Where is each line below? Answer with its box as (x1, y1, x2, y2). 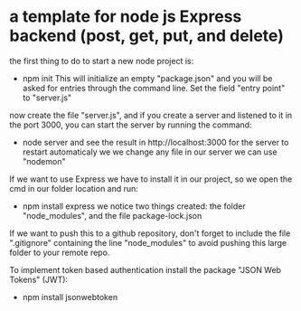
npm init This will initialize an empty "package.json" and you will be (22, 72, 273, 83)
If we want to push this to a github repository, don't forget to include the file (9, 228, 291, 239)
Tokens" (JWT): (9, 274, 69, 285)
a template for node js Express (9, 6, 242, 27)
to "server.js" (22, 92, 72, 103)
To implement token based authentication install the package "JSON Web (9, 264, 282, 275)
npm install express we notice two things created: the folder (22, 201, 246, 212)
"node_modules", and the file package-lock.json (22, 210, 202, 221)
